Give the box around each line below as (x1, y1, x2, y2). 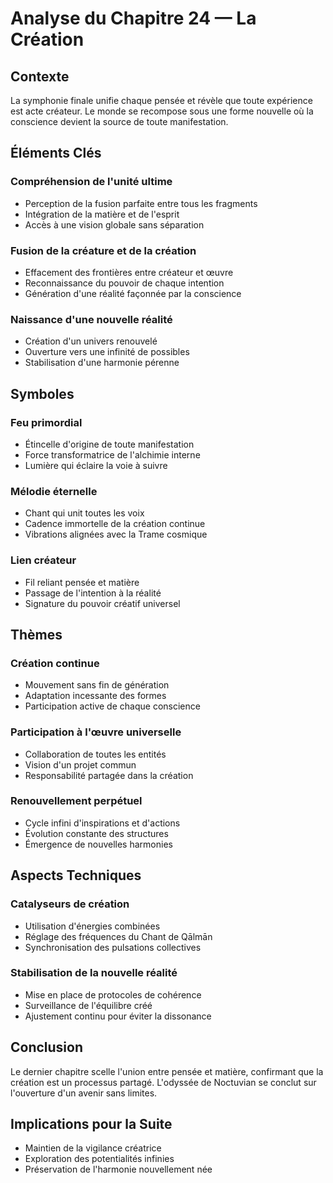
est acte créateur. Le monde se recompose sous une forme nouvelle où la (10, 105, 314, 117)
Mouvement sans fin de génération (24, 679, 170, 691)
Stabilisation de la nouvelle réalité (10, 966, 178, 980)
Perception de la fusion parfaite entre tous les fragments (24, 197, 258, 209)
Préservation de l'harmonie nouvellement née (24, 1163, 213, 1176)
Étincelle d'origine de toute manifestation (24, 438, 195, 450)
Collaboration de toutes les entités (24, 748, 167, 760)
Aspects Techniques (10, 867, 142, 884)
